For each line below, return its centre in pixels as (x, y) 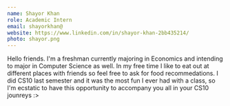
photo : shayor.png (33, 39)
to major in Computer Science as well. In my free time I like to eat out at (108, 66)
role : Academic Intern (40, 20)
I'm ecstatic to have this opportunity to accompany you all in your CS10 (108, 88)
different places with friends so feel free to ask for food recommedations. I (113, 74)
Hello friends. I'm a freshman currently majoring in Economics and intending (115, 59)
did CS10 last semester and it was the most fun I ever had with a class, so (111, 81)
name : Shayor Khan (33, 13)
